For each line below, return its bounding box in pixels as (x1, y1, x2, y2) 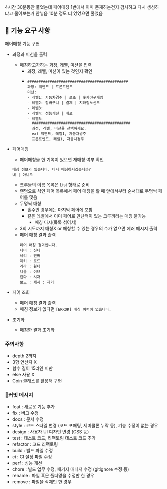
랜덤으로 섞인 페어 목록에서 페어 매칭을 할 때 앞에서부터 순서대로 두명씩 (19, 188, 157, 194)
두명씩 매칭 (19, 200, 41, 206)
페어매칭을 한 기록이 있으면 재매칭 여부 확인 (19, 156, 104, 162)
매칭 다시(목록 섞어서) (34, 219, 77, 225)
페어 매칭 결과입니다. (19, 242, 58, 248)
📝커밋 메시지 (5, 392, 33, 399)
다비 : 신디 (19, 248, 41, 253)
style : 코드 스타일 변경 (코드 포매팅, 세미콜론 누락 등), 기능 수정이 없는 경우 (12, 423, 158, 429)
